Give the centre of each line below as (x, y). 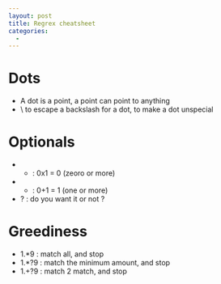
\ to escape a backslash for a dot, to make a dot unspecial (117, 109)
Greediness (48, 232)
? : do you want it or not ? (62, 199)
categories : (28, 31)
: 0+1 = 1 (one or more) (70, 190)
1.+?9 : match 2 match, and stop (74, 271)
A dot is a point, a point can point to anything (95, 101)
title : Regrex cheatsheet (52, 23)
